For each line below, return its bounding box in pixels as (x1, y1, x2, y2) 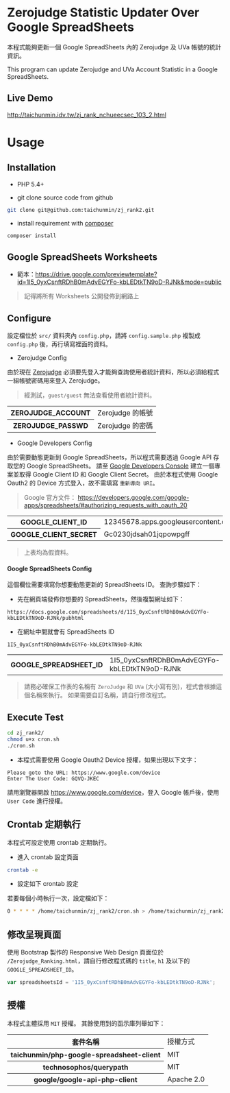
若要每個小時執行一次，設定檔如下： (7, 894, 110, 902)
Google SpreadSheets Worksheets (7, 251, 158, 263)
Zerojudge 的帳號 (97, 408, 153, 418)
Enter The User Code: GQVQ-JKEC (7, 775, 99, 782)
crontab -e (7, 866, 38, 874)
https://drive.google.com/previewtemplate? (35, 270, 157, 278)
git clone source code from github (16, 193, 114, 202)
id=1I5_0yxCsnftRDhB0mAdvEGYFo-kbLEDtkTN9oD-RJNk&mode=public (16, 278, 222, 286)
